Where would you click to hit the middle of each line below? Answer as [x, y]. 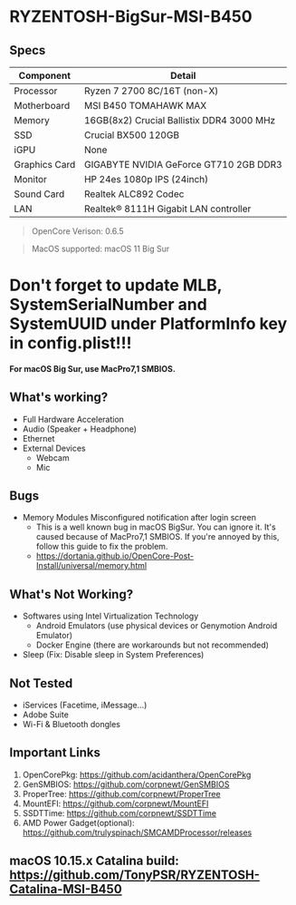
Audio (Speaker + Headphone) [80, 429]
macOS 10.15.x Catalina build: [94, 861]
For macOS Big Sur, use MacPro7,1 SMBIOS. [93, 368]
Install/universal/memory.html [91, 566]
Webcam [53, 457]
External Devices [54, 448]
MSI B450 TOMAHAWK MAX [146, 106]
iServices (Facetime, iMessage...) [85, 706]
